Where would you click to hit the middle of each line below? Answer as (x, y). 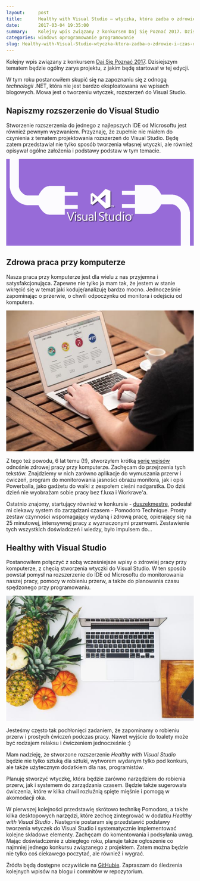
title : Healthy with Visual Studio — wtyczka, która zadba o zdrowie (101, 19)
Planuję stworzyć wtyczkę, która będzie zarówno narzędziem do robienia (96, 779)
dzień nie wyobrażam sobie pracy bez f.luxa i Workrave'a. (77, 492)
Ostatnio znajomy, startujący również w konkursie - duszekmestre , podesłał (99, 504)
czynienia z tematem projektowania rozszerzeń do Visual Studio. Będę (92, 138)
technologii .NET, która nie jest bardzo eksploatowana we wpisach (87, 86)
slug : (13, 44)
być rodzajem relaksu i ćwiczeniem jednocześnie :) (68, 743)
